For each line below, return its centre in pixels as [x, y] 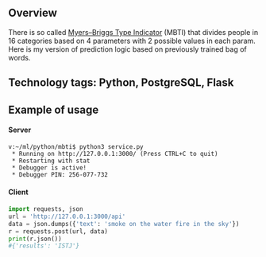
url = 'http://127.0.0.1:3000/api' [67, 216]
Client [19, 192]
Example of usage [54, 109]
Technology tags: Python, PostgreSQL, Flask [121, 83]
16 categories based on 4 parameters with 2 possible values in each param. [132, 41]
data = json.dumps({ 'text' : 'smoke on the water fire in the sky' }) [124, 224]
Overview [33, 13]
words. [19, 57]
